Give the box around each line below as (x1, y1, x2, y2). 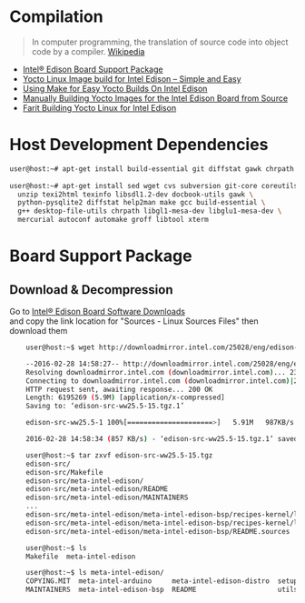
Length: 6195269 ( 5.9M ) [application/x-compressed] (25, 393, 225, 402)
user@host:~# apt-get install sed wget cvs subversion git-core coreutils (9, 181, 299, 190)
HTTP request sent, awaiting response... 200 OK (25, 385, 213, 394)
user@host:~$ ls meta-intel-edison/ (25, 568, 165, 578)
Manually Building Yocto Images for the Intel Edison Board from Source (22, 93, 289, 104)
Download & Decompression (9, 282, 173, 297)
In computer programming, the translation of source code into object (31, 36, 289, 47)
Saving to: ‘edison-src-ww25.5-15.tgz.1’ (25, 402, 184, 411)
